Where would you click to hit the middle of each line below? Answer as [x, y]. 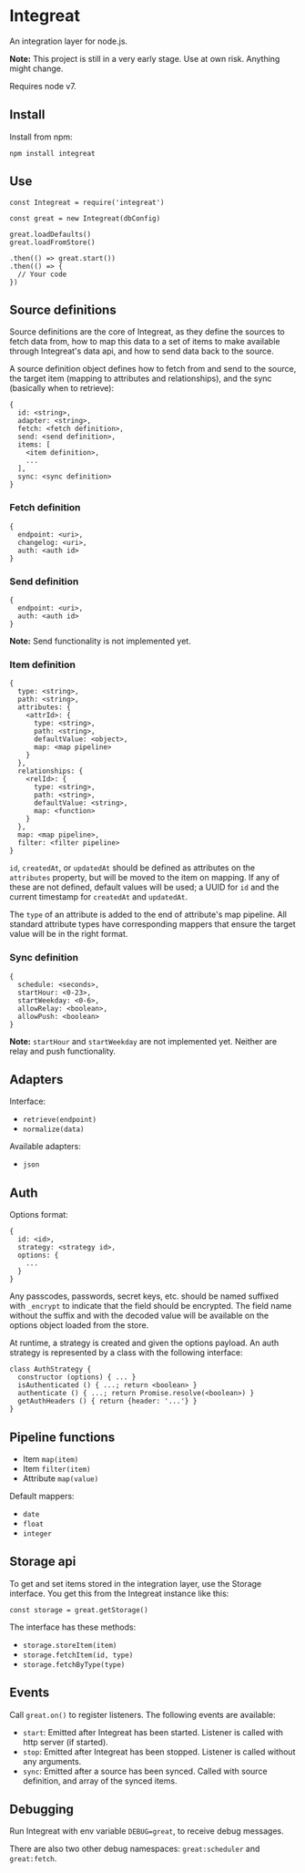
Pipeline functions [62, 1437]
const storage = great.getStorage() [79, 1610]
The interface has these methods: [73, 1627]
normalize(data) [53, 1130]
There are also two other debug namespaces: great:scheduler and [135, 1849]
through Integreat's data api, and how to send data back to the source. [142, 351]
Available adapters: [46, 1147]
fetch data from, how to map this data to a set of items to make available [145, 342]
